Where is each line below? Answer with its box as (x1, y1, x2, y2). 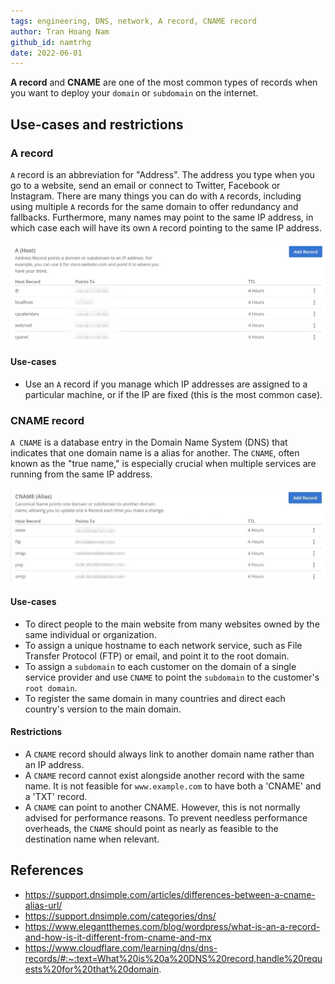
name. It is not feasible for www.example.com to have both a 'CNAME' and (24, 780, 322, 792)
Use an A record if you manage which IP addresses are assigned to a (24, 378, 308, 390)
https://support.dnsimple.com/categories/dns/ (24, 910, 217, 922)
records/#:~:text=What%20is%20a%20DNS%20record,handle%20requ (24, 952, 323, 964)
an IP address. (24, 758, 85, 770)
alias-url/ (24, 899, 63, 911)
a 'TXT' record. (24, 790, 88, 802)
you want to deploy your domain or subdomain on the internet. (10, 87, 259, 99)
